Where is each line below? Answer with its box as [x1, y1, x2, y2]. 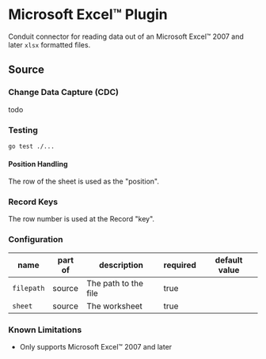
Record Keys [8, 196, 58, 207]
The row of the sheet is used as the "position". [8, 176, 160, 187]
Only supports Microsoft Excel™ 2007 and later [19, 342, 173, 352]
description [98, 259, 144, 270]
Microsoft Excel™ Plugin [8, 6, 168, 24]
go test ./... [8, 142, 55, 150]
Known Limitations [8, 324, 82, 335]
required [163, 259, 196, 270]
